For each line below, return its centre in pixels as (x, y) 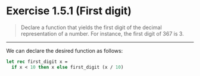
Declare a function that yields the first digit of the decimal (91, 27)
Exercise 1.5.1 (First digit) (69, 11)
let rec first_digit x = (37, 61)
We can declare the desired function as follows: (65, 50)
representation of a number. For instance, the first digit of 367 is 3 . (102, 33)
